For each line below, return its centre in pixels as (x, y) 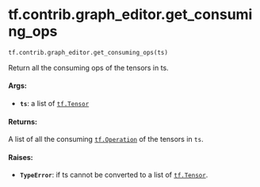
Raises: (21, 157)
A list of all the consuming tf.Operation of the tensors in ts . (106, 139)
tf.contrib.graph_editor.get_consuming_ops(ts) (88, 52)
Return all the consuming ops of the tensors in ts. (88, 67)
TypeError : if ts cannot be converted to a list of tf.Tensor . (114, 175)
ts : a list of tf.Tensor (54, 104)
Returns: (23, 121)
